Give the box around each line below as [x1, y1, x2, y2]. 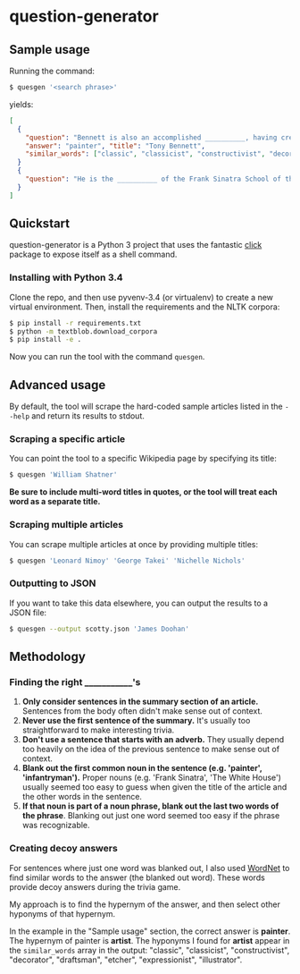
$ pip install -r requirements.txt [9, 318, 142, 327]
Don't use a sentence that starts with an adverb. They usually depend [21, 734, 285, 745]
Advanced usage [9, 377, 106, 393]
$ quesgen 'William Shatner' [9, 470, 118, 479]
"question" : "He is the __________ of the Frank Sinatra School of [25, 174, 281, 183]
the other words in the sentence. [21, 792, 143, 802]
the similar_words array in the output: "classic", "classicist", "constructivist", [9, 944, 290, 955]
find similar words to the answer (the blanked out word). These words [9, 872, 265, 883]
